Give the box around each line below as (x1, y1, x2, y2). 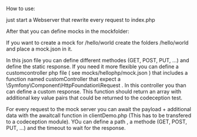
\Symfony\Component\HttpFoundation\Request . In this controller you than (6, 82, 186, 89)
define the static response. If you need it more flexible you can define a (6, 63, 179, 70)
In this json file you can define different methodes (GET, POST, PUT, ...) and (6, 57, 189, 64)
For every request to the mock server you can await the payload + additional (6, 106, 191, 112)
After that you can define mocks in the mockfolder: (6, 28, 129, 35)
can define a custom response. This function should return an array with (6, 88, 181, 95)
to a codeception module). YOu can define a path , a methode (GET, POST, (6, 118, 187, 125)
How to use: (6, 5, 35, 12)
